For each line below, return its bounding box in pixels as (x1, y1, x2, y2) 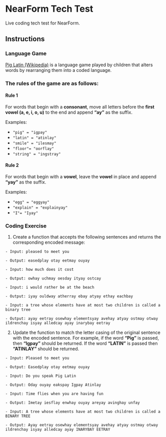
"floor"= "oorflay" (12, 146, 54, 151)
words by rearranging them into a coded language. (5, 67, 112, 73)
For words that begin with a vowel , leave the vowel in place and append (5, 173, 157, 179)
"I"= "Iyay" (12, 210, 38, 216)
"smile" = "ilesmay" (12, 141, 57, 146)
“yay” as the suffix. (5, 179, 47, 185)
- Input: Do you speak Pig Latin (5, 373, 76, 379)
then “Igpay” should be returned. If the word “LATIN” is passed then (12, 340, 158, 347)
